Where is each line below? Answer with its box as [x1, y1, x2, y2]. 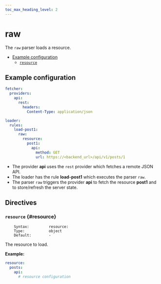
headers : [22, 104, 40, 109]
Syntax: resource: [14, 224, 69, 230]
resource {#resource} [5, 213, 57, 220]
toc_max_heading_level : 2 [5, 7, 58, 12]
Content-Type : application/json [26, 109, 93, 114]
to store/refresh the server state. [12, 184, 78, 190]
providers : [9, 91, 32, 96]
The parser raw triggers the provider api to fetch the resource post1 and [12, 179, 157, 185]
